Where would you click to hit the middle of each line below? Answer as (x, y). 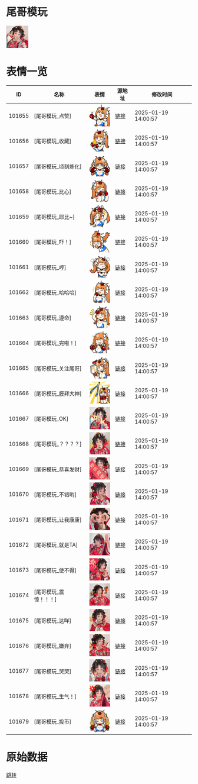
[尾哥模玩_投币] (53, 722)
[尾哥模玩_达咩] (53, 621)
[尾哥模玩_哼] (50, 267)
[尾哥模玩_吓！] (53, 242)
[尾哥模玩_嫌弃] (53, 646)
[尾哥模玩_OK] (51, 419)
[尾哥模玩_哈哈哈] (55, 292)
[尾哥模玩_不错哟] (55, 494)
